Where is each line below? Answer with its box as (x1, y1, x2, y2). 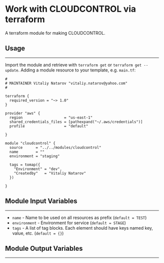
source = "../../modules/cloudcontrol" (9, 145, 102, 150)
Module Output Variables (5, 244, 83, 253)
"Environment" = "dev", (14, 167, 62, 171)
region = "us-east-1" (9, 115, 93, 120)
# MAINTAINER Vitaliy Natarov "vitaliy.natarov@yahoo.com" (5, 81, 128, 86)
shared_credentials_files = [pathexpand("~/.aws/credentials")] (9, 119, 143, 124)
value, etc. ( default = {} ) (12, 230, 64, 236)
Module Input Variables (5, 197, 78, 205)
